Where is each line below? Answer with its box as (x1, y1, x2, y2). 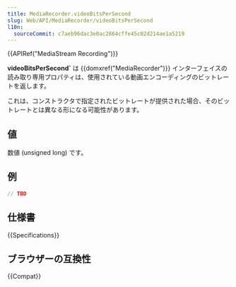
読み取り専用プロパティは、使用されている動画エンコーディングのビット (7, 73, 217, 81)
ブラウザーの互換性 (7, 252, 91, 265)
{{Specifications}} (7, 230, 60, 239)
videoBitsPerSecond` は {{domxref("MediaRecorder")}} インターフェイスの (7, 64, 228, 73)
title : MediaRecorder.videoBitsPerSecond (7, 10, 131, 18)
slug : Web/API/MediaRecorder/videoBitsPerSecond (7, 17, 153, 24)
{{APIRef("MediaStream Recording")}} (7, 49, 119, 58)
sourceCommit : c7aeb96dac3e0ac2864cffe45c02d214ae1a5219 (13, 30, 185, 37)
